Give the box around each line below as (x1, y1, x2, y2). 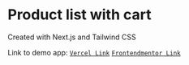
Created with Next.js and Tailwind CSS (7, 32, 136, 42)
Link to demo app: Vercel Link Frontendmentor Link (7, 47, 181, 57)
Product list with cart (7, 6, 152, 24)
